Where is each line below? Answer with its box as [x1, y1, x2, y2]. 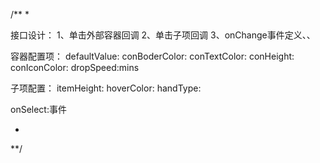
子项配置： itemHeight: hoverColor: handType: [10, 82, 202, 94]
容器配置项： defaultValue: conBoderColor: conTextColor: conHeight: [10, 50, 295, 62]
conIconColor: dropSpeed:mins [10, 62, 140, 73]
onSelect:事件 [10, 104, 67, 115]
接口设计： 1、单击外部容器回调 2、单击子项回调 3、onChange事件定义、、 [10, 29, 316, 41]
